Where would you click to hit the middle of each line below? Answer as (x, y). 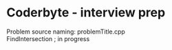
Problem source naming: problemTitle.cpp (66, 32)
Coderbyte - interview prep (86, 13)
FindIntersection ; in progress (48, 38)
